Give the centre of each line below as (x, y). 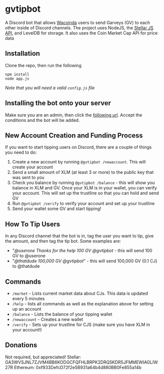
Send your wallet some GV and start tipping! (57, 209)
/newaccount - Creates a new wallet (47, 319)
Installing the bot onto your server (58, 103)
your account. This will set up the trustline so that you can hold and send (85, 193)
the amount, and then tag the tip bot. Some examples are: (63, 241)
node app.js (17, 79)
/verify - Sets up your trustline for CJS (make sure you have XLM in (81, 325)
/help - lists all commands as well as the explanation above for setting (83, 304)
